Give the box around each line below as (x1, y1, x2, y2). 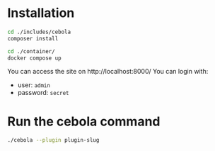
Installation (7, 5, 75, 21)
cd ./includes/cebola (7, 28, 71, 35)
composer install (7, 35, 59, 42)
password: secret (17, 89, 69, 97)
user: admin (17, 81, 51, 89)
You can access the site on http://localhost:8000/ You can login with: (7, 67, 209, 76)
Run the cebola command (7, 113, 161, 129)
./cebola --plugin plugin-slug (7, 137, 100, 144)
